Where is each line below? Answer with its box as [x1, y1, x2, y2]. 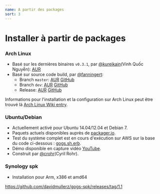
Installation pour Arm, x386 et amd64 [12, 174, 88, 180]
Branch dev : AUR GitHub [19, 81, 68, 88]
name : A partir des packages [5, 7, 64, 12]
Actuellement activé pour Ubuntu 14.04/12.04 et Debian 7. [12, 125, 128, 131]
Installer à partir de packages [5, 33, 126, 44]
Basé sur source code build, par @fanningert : [12, 71, 104, 77]
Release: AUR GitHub [19, 87, 62, 93]
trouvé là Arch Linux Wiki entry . [5, 101, 68, 107]
